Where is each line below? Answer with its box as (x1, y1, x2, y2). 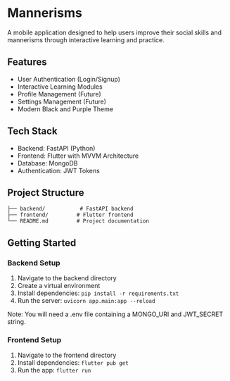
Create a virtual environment (17, 282, 101, 290)
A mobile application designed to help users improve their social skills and (7, 28, 222, 37)
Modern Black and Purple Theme (17, 104, 114, 113)
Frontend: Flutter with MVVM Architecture (17, 151, 139, 160)
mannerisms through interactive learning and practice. (7, 35, 165, 44)
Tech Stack (7, 125, 58, 137)
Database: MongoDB (17, 158, 78, 167)
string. (7, 318, 26, 326)
